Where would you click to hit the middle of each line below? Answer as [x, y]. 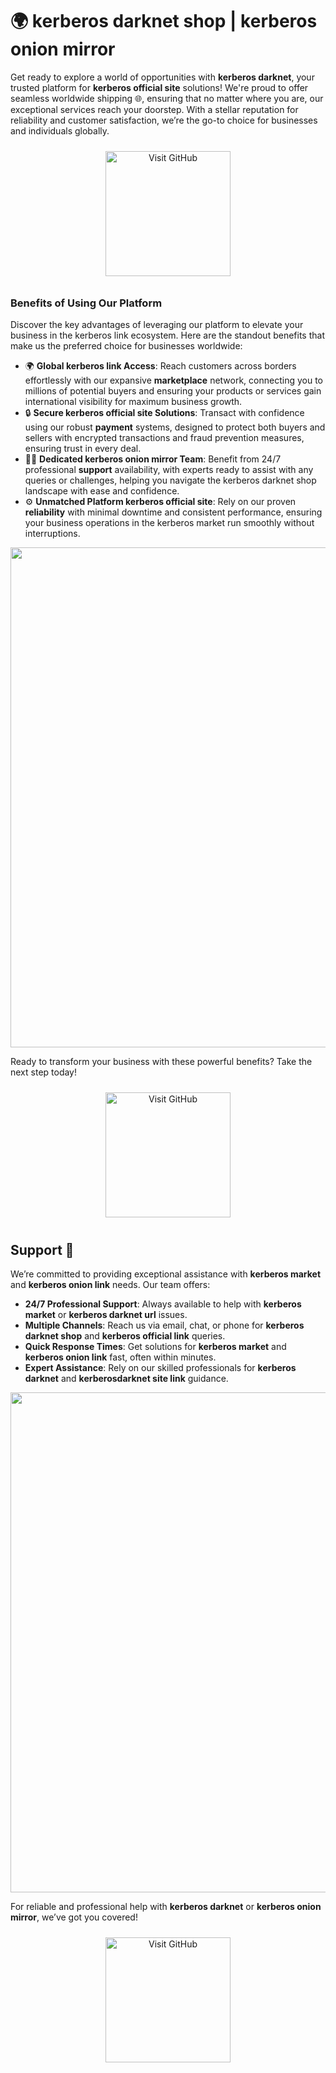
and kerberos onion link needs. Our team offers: [110, 1285]
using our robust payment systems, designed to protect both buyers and [175, 427]
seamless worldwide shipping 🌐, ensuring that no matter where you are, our [167, 98]
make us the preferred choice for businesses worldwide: [126, 346]
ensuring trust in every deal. [83, 449]
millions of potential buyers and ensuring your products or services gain [173, 391]
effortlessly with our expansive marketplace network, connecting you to [173, 380]
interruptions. [52, 534]
